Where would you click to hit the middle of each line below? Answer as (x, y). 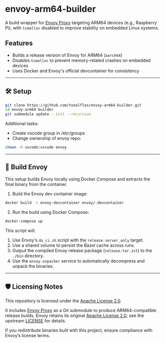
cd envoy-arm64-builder (29, 110)
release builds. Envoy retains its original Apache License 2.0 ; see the (75, 316)
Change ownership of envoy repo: (47, 138)
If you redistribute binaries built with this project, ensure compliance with (79, 330)
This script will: (20, 230)
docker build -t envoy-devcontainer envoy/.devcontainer (65, 203)
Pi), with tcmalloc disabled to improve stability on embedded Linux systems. (82, 27)
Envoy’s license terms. (28, 336)
